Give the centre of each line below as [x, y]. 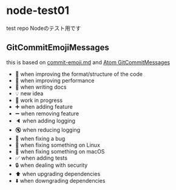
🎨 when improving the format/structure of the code [79, 74]
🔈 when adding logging [45, 120]
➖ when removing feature [47, 114]
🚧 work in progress [39, 100]
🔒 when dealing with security [51, 165]
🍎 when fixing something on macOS [60, 151]
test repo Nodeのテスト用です [44, 28]
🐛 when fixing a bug [40, 138]
